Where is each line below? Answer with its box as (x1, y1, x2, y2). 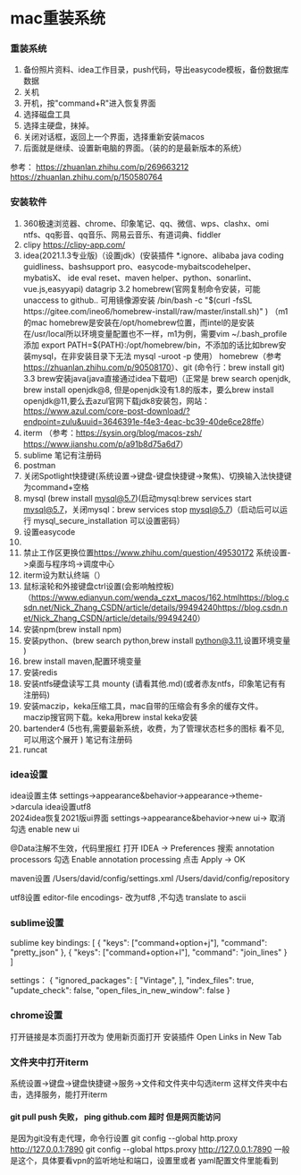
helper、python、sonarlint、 (151, 272, 257, 283)
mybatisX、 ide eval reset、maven (22, 272, 150, 283)
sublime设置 (10, 917, 64, 929)
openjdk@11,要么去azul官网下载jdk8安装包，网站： (22, 395, 211, 406)
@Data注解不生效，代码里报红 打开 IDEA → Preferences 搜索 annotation (10, 843, 275, 853)
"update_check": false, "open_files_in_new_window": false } (10, 985, 230, 996)
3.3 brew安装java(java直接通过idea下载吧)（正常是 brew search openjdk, (22, 373, 291, 383)
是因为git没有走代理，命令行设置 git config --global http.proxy (10, 1133, 238, 1144)
